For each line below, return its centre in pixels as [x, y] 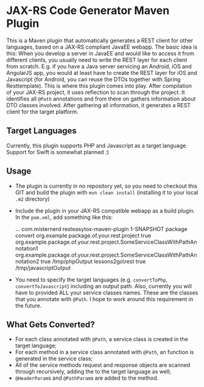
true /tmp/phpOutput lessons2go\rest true [93, 261]
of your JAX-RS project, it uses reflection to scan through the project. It [96, 92]
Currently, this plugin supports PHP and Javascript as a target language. [97, 145]
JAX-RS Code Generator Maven [88, 11]
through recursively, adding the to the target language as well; [93, 372]
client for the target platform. [42, 112]
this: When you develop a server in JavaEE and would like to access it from [100, 53]
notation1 [26, 248]
